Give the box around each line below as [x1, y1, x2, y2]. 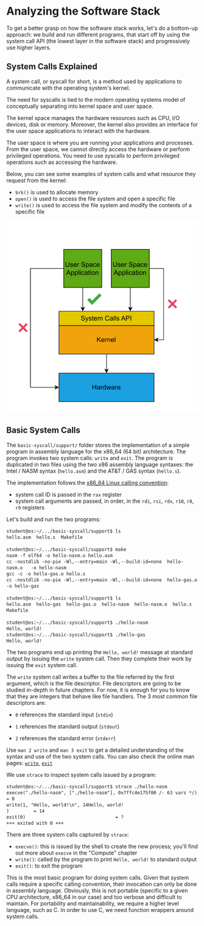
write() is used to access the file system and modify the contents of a [15, 201, 192, 208]
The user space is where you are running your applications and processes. [6, 139, 194, 146]
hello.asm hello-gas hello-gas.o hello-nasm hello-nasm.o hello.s [6, 601, 192, 607]
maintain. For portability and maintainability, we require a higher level [6, 900, 179, 907]
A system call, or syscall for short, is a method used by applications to [6, 77, 182, 85]
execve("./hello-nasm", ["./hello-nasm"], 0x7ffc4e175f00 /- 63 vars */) [6, 790, 198, 796]
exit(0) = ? [6, 814, 124, 820]
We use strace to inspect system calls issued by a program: [6, 771, 157, 778]
